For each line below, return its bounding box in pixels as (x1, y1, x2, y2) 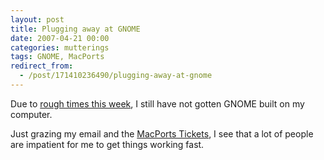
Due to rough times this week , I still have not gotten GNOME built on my (10, 97, 305, 110)
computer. (10, 108, 53, 120)
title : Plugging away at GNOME (10, 24, 141, 34)
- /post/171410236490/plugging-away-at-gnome (19, 71, 213, 81)
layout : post (10, 14, 65, 25)
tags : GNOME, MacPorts (10, 52, 105, 62)
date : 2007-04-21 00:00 (10, 33, 110, 43)
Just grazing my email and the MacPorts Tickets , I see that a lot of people (10, 127, 314, 140)
